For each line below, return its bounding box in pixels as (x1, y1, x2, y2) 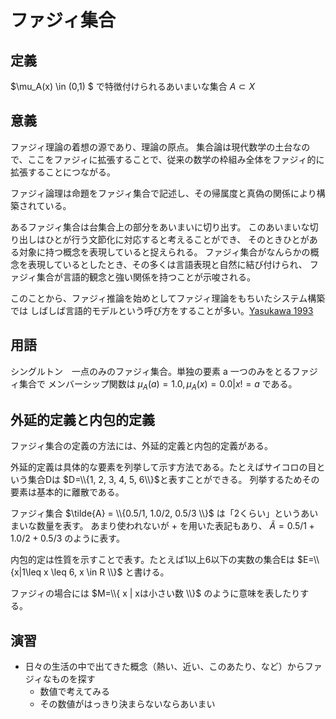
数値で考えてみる (39, 686, 110, 698)
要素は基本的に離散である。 (10, 486, 125, 498)
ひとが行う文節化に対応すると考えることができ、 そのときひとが (44, 233, 310, 245)
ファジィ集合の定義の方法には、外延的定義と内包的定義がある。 (10, 440, 273, 452)
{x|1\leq (10, 566, 42, 578)
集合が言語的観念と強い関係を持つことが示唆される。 (36, 271, 256, 283)
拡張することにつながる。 (10, 166, 116, 178)
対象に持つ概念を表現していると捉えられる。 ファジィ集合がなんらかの (18, 246, 311, 258)
